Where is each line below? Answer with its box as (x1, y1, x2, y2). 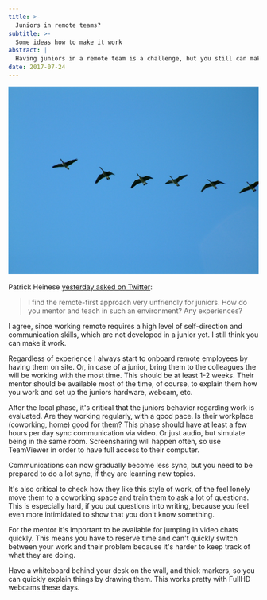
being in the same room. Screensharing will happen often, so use (8, 436, 221, 446)
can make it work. (8, 338, 67, 347)
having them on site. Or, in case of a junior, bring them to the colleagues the (8, 362, 257, 371)
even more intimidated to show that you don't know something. (8, 509, 215, 519)
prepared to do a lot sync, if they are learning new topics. (8, 469, 196, 478)
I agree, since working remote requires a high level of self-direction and (8, 321, 242, 331)
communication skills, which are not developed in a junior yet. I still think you (8, 330, 259, 339)
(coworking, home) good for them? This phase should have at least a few (8, 420, 248, 429)
